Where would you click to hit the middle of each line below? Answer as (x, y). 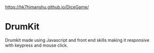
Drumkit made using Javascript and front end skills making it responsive (77, 40)
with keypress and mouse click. (36, 45)
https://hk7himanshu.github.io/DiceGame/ (47, 7)
